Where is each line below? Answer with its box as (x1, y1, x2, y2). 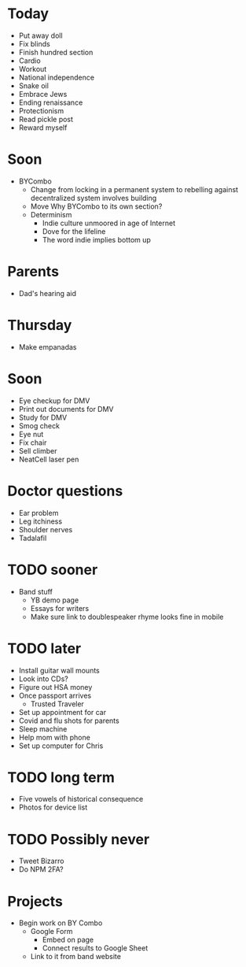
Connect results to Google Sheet (42, 943, 149, 953)
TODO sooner (7, 561, 98, 579)
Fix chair (18, 438, 47, 447)
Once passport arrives (18, 691, 92, 700)
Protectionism (18, 106, 64, 115)
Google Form (30, 927, 73, 936)
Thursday (7, 317, 72, 334)
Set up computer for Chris (18, 741, 104, 750)
